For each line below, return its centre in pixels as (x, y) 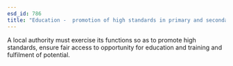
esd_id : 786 (24, 14)
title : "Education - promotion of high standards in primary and (105, 20)
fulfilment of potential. (39, 55)
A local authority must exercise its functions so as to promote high (102, 40)
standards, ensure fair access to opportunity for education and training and (115, 47)
